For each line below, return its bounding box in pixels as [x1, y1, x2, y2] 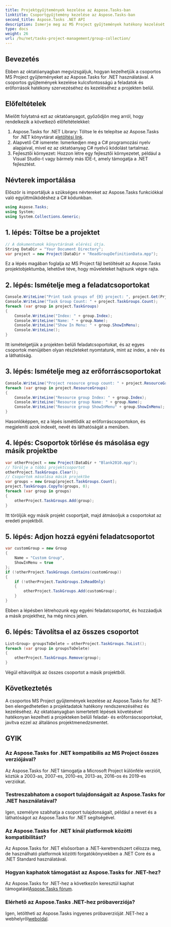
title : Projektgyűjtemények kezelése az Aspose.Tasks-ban [5, 7, 131, 13]
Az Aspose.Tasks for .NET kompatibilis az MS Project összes [5, 749, 159, 756]
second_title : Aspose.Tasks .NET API [5, 17, 85, 22]
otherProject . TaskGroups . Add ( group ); [14, 498, 95, 503]
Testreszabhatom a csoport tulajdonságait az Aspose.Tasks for [5, 791, 165, 798]
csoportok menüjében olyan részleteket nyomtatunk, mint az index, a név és [5, 347, 165, 353]
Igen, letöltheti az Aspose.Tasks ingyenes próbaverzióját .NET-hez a [5, 910, 149, 916]
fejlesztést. [12, 161, 36, 167]
